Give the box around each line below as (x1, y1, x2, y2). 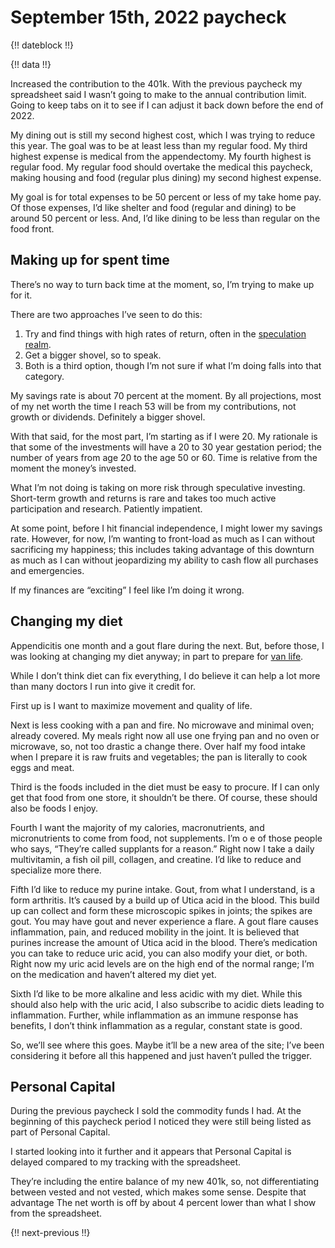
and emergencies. (10, 564, 85, 576)
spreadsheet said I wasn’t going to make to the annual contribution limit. (10, 88, 307, 100)
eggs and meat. (10, 761, 75, 773)
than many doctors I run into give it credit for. (10, 680, 197, 692)
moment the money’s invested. (10, 462, 137, 474)
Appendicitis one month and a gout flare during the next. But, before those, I (10, 639, 325, 651)
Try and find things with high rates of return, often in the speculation (24, 327, 307, 340)
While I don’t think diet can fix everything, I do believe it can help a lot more (10, 669, 321, 681)
